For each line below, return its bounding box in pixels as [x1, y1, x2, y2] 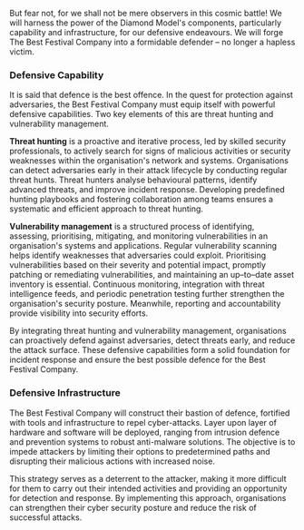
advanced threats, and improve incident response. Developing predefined [9, 184, 285, 195]
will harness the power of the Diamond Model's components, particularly [9, 17, 282, 28]
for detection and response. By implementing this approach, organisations [9, 492, 287, 503]
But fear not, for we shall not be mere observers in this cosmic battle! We [9, 8, 283, 18]
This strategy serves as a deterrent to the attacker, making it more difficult [9, 473, 287, 484]
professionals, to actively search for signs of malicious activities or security [9, 145, 291, 157]
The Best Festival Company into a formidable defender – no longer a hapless [9, 36, 296, 47]
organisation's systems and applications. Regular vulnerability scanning [9, 240, 278, 251]
